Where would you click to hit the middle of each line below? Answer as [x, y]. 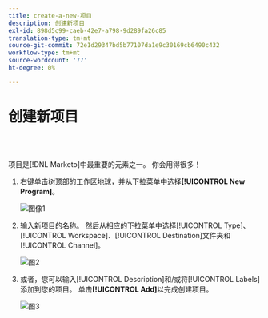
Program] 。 [40, 191]
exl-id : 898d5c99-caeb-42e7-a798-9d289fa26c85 [87, 30]
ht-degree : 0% [32, 68]
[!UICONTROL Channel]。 [62, 245]
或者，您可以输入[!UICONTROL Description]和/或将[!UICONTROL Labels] [140, 279]
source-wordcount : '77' [48, 61]
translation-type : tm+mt [50, 38]
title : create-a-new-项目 [50, 16]
